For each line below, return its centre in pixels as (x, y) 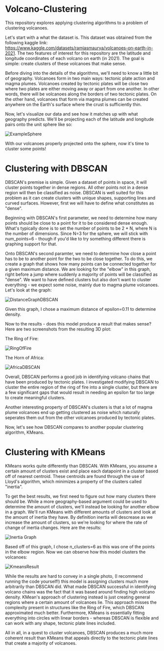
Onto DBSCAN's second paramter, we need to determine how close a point (81, 253)
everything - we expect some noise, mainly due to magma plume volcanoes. (82, 285)
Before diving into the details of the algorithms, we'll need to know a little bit (82, 73)
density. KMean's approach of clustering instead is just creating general (78, 597)
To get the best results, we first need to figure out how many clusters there (81, 496)
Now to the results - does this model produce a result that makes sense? (78, 324)
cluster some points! (26, 148)
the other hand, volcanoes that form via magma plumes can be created (77, 99)
